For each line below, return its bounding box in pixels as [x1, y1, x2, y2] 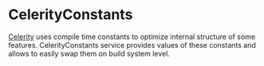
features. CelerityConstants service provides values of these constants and [8, 40, 257, 49]
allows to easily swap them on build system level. [8, 49, 170, 58]
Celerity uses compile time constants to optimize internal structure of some [8, 32, 256, 41]
